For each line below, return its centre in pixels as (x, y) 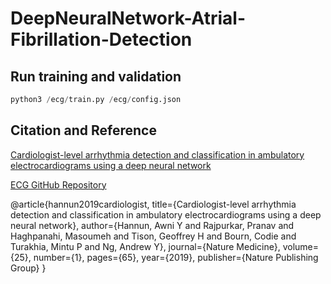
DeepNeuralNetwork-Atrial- (128, 18)
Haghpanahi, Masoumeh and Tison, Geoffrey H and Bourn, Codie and (153, 236)
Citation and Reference (83, 130)
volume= (301, 246)
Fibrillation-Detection (101, 39)
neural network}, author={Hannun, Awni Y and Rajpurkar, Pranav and (152, 225)
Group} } (28, 268)
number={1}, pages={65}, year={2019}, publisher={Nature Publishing (176, 257)
